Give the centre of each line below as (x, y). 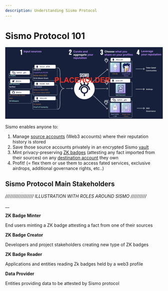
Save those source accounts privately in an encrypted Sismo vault (80, 147)
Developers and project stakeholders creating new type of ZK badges (77, 244)
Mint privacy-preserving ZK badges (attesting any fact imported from (83, 152)
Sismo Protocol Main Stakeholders (60, 184)
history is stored (29, 141)
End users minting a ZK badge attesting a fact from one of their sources (79, 225)
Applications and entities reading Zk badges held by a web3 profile (74, 264)
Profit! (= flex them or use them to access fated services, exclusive (81, 163)
